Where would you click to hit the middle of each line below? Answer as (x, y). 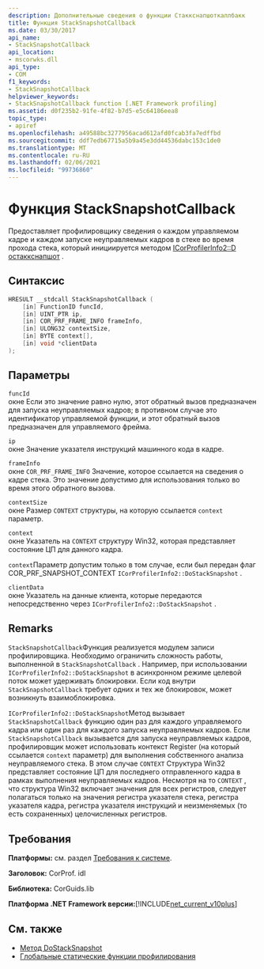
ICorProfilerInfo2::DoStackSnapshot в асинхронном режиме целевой (125, 672)
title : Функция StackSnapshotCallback (72, 23)
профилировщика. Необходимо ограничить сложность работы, (116, 656)
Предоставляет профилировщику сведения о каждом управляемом (124, 231)
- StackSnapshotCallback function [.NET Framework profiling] (113, 104)
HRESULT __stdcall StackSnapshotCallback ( (81, 299)
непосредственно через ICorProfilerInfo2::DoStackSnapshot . (112, 604)
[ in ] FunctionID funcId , (63, 307)
